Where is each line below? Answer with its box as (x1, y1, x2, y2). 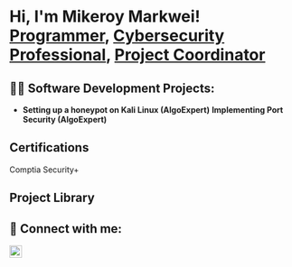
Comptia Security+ (9, 164, 80, 175)
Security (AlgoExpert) (22, 115, 108, 124)
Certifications (9, 140, 89, 155)
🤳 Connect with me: (9, 221, 122, 236)
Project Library (9, 190, 95, 206)
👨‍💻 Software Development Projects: (9, 80, 215, 96)
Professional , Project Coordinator (9, 45, 266, 65)
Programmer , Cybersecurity (9, 25, 225, 46)
